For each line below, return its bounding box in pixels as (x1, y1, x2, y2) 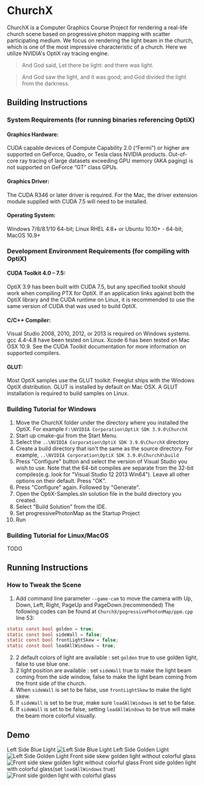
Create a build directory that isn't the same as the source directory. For (15, 445, 194, 452)
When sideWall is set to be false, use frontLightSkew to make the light (15, 686, 191, 694)
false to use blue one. (15, 660, 70, 667)
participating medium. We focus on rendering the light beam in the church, (7, 37, 194, 44)
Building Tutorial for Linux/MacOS (7, 531, 109, 540)
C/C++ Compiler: (7, 316, 51, 323)
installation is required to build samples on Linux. (7, 390, 129, 397)
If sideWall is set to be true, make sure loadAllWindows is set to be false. (15, 699, 196, 706)
